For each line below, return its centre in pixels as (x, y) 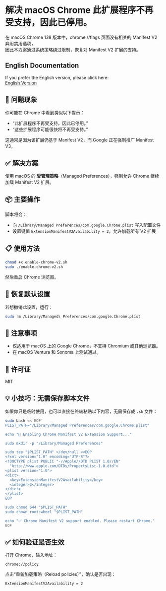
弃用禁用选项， (20, 43)
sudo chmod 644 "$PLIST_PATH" (36, 507)
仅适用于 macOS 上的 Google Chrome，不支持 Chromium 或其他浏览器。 (86, 346)
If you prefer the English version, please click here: (57, 77)
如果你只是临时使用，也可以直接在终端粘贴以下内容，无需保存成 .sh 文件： (81, 411)
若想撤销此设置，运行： (29, 307)
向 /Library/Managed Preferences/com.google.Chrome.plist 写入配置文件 (86, 225)
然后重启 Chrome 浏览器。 (32, 277)
